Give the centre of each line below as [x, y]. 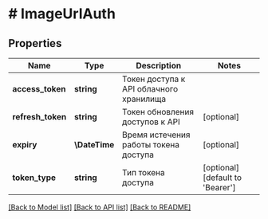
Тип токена [144, 172]
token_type [34, 178]
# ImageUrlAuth [62, 14]
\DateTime [95, 145]
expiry [25, 145]
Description [158, 66]
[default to [222, 178]
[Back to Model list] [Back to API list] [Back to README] [100, 207]
